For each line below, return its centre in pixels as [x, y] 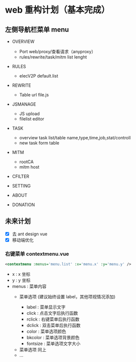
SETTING [21, 186]
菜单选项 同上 [33, 350]
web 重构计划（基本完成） [58, 10]
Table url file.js [34, 95]
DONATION [23, 205]
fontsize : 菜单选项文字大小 [53, 343]
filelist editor [32, 119]
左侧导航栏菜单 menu [37, 29]
